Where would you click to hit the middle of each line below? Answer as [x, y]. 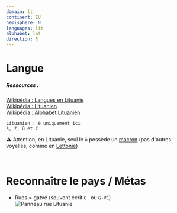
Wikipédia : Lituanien [32, 106]
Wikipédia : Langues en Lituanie [45, 100]
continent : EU [24, 17]
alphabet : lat [24, 34]
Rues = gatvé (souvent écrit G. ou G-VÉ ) [63, 198]
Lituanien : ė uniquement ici [44, 124]
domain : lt [20, 12]
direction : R [22, 39]
